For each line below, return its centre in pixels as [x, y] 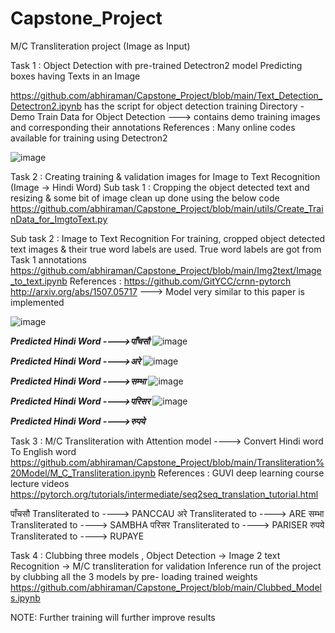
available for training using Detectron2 [89, 138]
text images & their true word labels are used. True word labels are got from [166, 249]
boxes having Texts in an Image [75, 76]
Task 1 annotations [48, 259]
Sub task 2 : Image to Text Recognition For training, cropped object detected [168, 238]
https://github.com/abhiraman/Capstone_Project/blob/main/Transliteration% [167, 462]
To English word [43, 451]
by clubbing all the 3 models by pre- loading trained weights [134, 576]
